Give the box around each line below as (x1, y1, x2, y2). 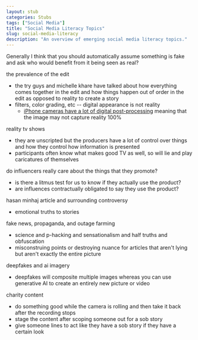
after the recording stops (14, 309, 76, 316)
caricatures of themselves (14, 156, 79, 163)
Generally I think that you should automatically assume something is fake (6, 53, 185, 60)
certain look (14, 328, 45, 335)
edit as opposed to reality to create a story (14, 95, 119, 102)
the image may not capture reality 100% (23, 114, 122, 121)
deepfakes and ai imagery (6, 262, 70, 269)
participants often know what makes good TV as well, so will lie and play (14, 149, 193, 157)
